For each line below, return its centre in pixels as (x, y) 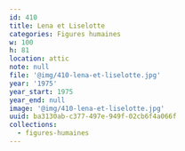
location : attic (39, 59)
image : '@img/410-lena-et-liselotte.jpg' (87, 108)
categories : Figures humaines (65, 34)
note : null (29, 68)
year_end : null (37, 100)
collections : (33, 125)
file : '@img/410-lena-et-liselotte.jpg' (85, 75)
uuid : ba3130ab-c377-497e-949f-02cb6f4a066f (93, 116)
